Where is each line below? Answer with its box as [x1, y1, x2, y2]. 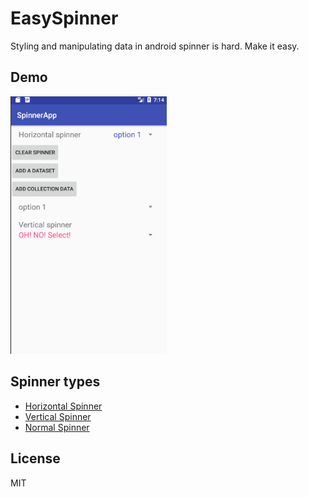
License [10, 450, 61, 467]
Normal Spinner [24, 421, 90, 433]
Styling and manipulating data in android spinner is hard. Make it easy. [10, 40, 300, 52]
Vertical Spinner [24, 410, 92, 422]
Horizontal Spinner [24, 400, 103, 412]
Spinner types [10, 373, 101, 391]
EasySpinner [10, 7, 119, 30]
